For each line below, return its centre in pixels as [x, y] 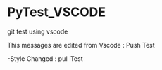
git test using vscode [38, 31]
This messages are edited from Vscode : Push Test [81, 45]
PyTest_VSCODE [57, 12]
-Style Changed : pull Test [45, 58]
